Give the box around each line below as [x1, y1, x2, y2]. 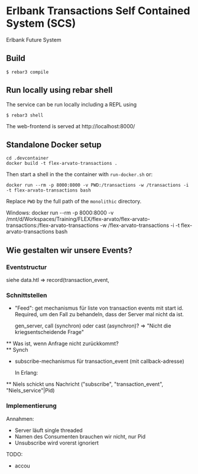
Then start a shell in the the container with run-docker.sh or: [6, 171, 153, 178]
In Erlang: [14, 369, 38, 376]
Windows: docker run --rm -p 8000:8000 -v [6, 209, 114, 216]
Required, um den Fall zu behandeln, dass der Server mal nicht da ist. [14, 311, 184, 318]
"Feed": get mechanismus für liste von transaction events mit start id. [14, 304, 184, 311]
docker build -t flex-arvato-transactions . [6, 161, 118, 167]
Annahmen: [6, 415, 34, 422]
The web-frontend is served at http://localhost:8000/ [6, 122, 135, 129]
